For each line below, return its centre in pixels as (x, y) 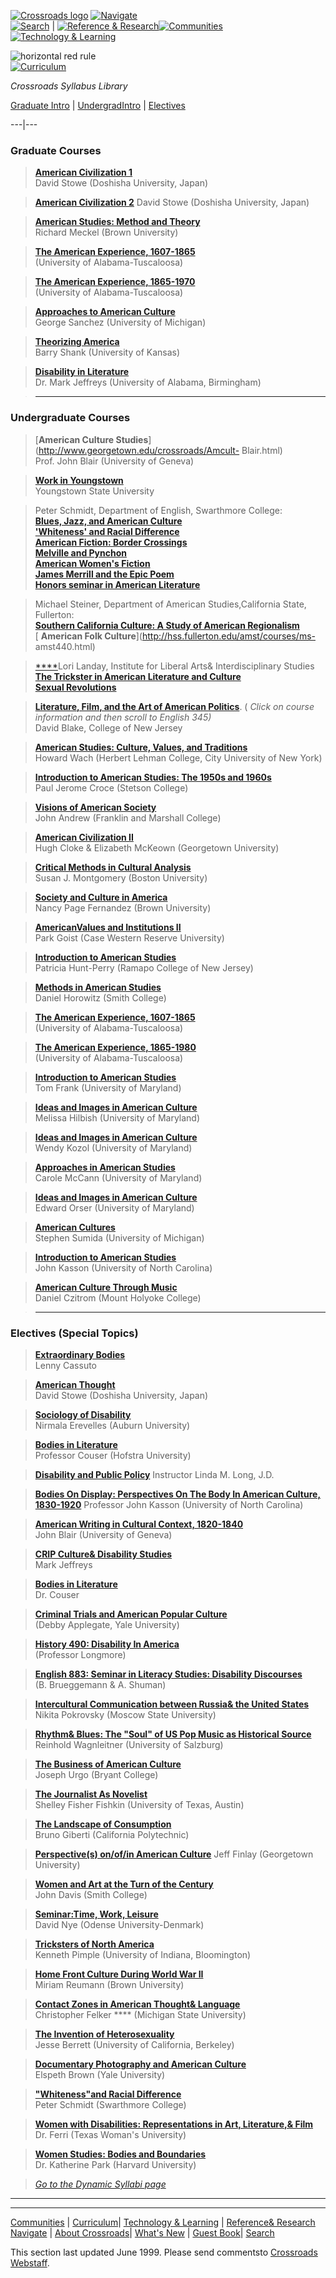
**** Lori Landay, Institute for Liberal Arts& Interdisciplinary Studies (174, 666)
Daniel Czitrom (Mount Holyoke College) (118, 1297)
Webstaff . (30, 2262)
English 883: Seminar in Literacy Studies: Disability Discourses (168, 1674)
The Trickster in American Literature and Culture (138, 676)
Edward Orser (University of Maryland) (114, 1207)
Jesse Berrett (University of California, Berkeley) (134, 2044)
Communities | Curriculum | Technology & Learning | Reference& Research (163, 2222)
